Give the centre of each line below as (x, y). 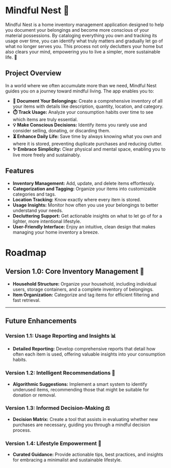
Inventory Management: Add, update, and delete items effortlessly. (84, 183)
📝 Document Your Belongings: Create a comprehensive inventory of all (88, 101)
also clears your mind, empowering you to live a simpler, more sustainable (83, 52)
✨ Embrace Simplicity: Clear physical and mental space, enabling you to (89, 149)
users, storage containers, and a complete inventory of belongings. (83, 289)
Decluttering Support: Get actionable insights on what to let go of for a (87, 216)
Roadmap (26, 253)
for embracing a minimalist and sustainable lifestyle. (67, 460)
